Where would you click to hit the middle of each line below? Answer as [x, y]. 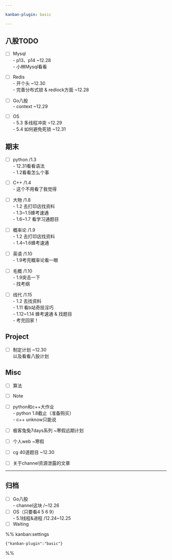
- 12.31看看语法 [29, 166]
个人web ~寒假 [28, 441]
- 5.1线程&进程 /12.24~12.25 [42, 518]
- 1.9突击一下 [26, 277]
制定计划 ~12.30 [30, 349]
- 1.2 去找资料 [27, 301]
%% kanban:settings [27, 534]
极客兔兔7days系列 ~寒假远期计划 [48, 430]
